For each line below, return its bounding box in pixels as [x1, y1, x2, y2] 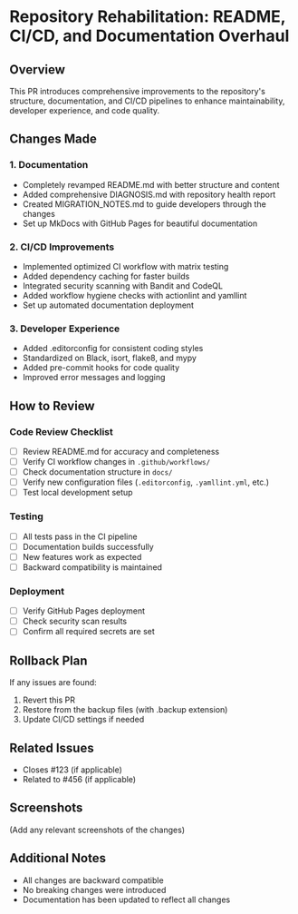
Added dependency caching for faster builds [22, 270, 190, 281]
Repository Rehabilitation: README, [9, 6, 286, 27]
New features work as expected [22, 551, 142, 562]
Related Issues [9, 740, 94, 755]
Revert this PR [22, 694, 75, 705]
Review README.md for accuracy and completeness [22, 446, 220, 457]
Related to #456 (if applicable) [22, 773, 137, 784]
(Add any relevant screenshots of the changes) [9, 824, 186, 835]
